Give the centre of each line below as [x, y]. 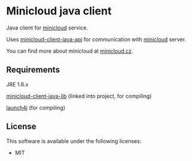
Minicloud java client [59, 11]
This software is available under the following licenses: [74, 141]
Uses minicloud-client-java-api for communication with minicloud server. [96, 39]
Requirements [33, 70]
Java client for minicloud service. [47, 28]
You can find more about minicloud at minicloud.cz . [70, 51]
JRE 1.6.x [17, 84]
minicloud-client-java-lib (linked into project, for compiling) [79, 96]
